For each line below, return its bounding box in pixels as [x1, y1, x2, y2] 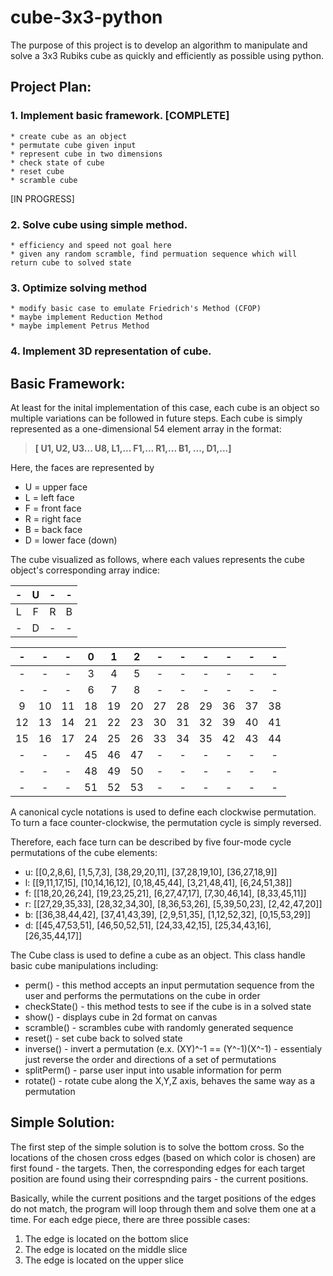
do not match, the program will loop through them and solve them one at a [10, 1202, 317, 1215]
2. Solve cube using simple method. [10, 217, 188, 231]
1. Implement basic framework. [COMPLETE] [10, 109, 230, 123]
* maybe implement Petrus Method [10, 321, 150, 331]
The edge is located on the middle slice [24, 1243, 188, 1255]
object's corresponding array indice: [10, 564, 160, 576]
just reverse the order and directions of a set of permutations [24, 1053, 277, 1065]
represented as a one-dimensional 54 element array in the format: [10, 422, 282, 435]
